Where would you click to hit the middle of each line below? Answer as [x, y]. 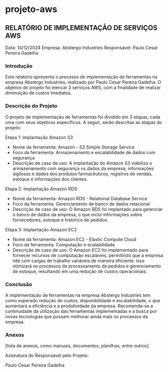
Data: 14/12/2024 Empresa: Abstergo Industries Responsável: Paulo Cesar [81, 48]
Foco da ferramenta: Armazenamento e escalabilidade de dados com [84, 152]
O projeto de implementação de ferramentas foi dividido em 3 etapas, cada [83, 117]
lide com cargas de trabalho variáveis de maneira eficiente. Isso [78, 261]
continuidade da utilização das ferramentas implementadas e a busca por [81, 311]
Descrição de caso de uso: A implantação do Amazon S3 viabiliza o [82, 163]
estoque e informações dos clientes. [50, 179]
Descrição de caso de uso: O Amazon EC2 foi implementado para [80, 250]
